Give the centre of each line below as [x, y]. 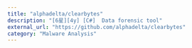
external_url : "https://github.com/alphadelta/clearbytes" [97, 27]
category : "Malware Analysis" [52, 34]
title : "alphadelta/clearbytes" [55, 14]
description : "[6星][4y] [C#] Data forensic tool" [85, 20]
